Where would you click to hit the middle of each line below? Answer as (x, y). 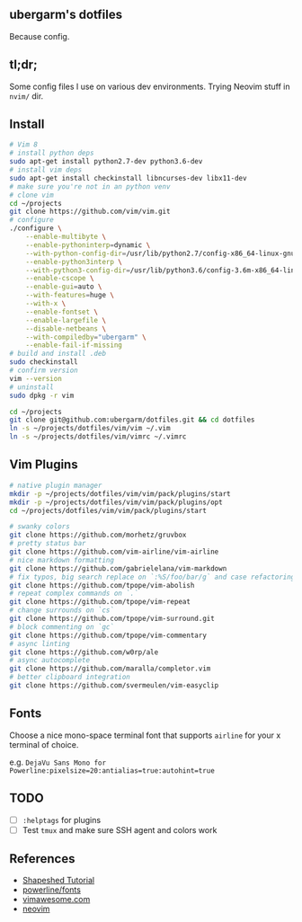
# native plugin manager (56, 485)
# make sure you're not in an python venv (90, 186)
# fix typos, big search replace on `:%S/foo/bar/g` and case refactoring (152, 577)
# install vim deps (46, 170)
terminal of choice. (44, 744)
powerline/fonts (51, 890)
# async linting (40, 643)
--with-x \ (46, 304)
